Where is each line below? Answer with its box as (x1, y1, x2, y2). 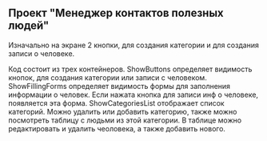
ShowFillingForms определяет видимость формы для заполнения (8, 81, 230, 91)
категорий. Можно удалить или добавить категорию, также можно (8, 107, 237, 116)
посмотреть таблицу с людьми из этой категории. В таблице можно (8, 115, 242, 125)
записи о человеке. (8, 48, 75, 58)
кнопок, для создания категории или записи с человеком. (8, 72, 208, 83)
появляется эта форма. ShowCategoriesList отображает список (8, 98, 225, 107)
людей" (8, 19, 50, 33)
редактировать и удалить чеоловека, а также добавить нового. (8, 123, 226, 133)
